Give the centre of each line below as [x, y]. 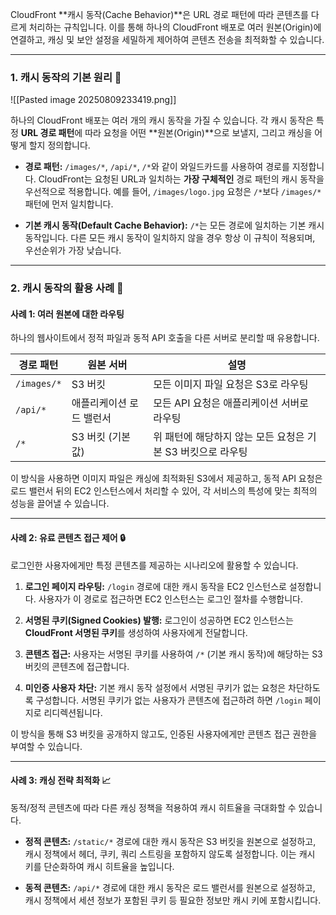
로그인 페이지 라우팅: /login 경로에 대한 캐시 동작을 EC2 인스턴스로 [155, 586]
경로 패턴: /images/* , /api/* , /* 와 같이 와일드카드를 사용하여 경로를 [157, 167]
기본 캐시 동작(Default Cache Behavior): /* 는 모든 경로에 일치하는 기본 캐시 [174, 225]
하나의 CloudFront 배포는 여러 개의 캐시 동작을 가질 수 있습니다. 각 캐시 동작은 [162, 120]
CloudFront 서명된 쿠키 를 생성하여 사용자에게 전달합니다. [136, 632]
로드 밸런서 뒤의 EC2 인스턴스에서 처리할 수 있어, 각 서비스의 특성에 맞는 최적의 [164, 491]
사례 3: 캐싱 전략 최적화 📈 [61, 780]
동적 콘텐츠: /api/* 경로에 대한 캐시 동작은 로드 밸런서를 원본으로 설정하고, [170, 887]
